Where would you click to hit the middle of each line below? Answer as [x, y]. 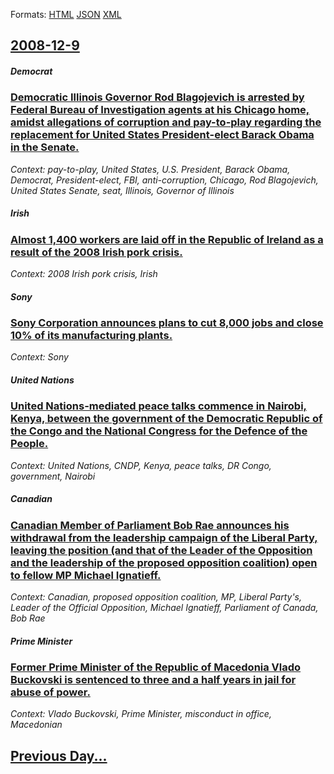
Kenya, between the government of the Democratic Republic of [166, 419]
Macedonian [36, 725]
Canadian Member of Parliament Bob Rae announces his [150, 525]
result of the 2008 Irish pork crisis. [96, 252]
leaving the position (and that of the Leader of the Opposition [161, 550]
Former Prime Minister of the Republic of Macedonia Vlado [156, 667]
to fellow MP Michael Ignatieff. [86, 575]
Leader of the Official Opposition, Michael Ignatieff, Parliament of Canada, [164, 608]
